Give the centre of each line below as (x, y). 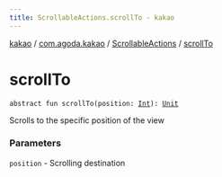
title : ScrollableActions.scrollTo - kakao (92, 18)
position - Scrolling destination (67, 163)
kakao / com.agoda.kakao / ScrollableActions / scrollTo (111, 43)
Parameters (35, 143)
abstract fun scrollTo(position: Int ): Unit (94, 103)
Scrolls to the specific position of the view (87, 120)
